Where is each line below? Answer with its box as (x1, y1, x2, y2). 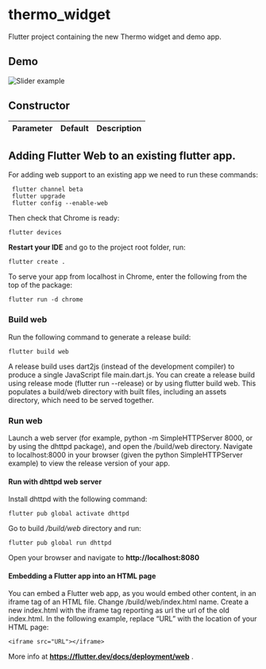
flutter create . (8, 258, 66, 266)
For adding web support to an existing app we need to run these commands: (8, 170, 258, 180)
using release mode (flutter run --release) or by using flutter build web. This (8, 378, 256, 388)
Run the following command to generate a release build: (8, 332, 191, 342)
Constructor (8, 99, 70, 113)
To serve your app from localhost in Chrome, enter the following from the (8, 272, 248, 281)
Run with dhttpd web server (8, 477, 102, 486)
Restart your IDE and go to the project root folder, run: (8, 242, 187, 252)
